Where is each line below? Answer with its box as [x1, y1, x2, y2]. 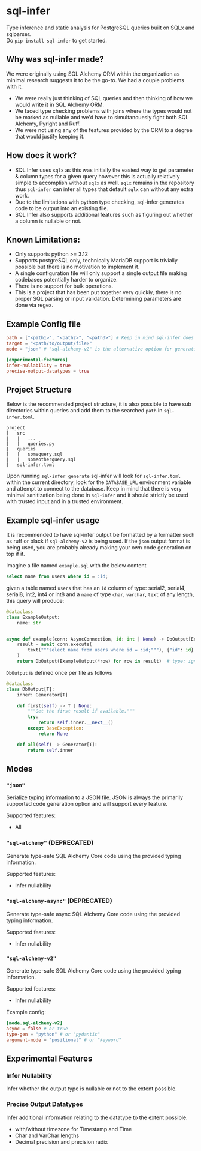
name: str [17, 620, 42, 626]
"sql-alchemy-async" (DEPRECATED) [6, 896, 112, 905]
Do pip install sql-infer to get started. [6, 37, 108, 44]
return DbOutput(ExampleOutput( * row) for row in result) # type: [17, 659, 186, 665]
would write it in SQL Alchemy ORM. [14, 101, 105, 108]
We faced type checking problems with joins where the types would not [14, 107, 193, 115]
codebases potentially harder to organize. [14, 276, 118, 283]
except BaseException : [28, 725, 84, 731]
